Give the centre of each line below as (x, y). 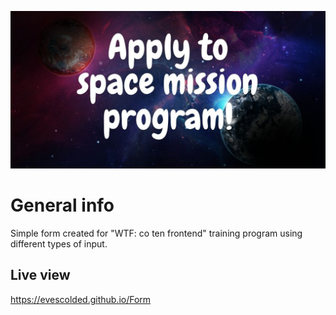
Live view (40, 275)
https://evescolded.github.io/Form (81, 299)
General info (62, 205)
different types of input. (59, 243)
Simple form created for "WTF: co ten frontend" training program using (156, 233)
